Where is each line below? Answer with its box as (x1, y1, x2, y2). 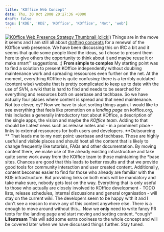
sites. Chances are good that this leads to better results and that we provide (5, 159, 158, 165)
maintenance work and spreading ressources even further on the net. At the (5, 70, 158, 76)
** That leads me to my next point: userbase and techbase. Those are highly (5, 133, 159, 139)
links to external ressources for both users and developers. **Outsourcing (5, 128, 156, 134)
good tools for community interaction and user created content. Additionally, (5, 164, 159, 170)
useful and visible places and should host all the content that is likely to (5, 138, 149, 144)
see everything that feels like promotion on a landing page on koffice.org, (5, 107, 153, 113)
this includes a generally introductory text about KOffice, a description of (5, 112, 152, 118)
